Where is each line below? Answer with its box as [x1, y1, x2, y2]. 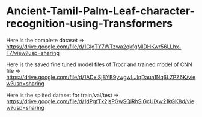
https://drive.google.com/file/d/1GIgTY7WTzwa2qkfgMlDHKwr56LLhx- [6, 43, 182, 50]
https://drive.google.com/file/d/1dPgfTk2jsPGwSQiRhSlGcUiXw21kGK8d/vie [6, 97, 194, 105]
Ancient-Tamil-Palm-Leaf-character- [6, 4, 195, 18]
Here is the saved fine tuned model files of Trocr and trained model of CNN [6, 61, 192, 68]
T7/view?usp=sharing [6, 49, 60, 56]
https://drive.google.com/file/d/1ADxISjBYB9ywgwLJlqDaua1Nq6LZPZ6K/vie [6, 73, 196, 81]
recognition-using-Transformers [6, 17, 173, 30]
